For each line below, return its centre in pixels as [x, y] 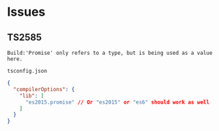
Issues [26, 12]
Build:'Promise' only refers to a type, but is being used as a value [110, 53]
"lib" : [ [32, 96]
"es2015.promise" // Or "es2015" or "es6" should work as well [117, 102]
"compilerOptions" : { [44, 89]
